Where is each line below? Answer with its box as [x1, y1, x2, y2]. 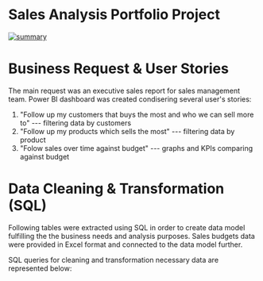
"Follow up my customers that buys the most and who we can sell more [19, 110, 254, 119]
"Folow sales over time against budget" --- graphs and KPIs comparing [19, 143, 253, 152]
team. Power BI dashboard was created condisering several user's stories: [8, 94, 252, 104]
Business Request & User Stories [8, 60, 229, 78]
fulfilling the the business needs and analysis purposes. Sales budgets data [8, 231, 256, 241]
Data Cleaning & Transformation [8, 180, 225, 198]
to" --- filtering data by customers [19, 117, 132, 128]
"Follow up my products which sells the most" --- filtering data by [19, 126, 235, 136]
